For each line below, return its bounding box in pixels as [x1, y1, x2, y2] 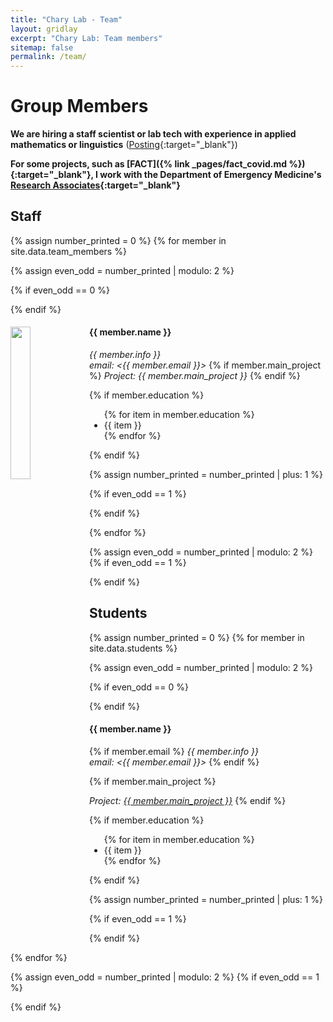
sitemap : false [10, 42, 74, 53]
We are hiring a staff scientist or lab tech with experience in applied [10, 128, 297, 140]
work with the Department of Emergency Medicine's [99, 169, 322, 181]
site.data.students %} [89, 642, 178, 654]
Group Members [10, 95, 149, 118]
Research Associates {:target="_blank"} [10, 179, 181, 191]
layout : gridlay [10, 24, 78, 34]
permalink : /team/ [10, 52, 87, 62]
